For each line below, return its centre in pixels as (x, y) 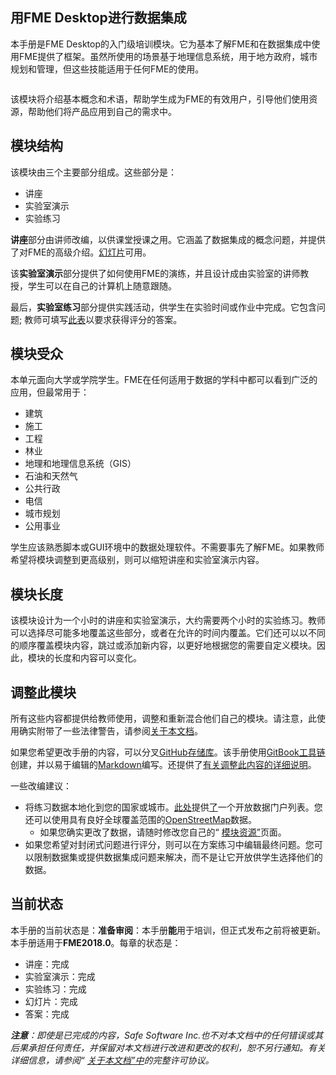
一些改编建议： (41, 786)
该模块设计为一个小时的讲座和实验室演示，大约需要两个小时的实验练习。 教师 (168, 620)
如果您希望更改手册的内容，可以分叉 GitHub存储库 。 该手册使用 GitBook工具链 (168, 752)
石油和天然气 (51, 476)
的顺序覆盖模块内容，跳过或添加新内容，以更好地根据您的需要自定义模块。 (163, 645)
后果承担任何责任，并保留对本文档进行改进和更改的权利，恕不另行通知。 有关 (168, 1047)
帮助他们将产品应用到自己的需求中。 (102, 111)
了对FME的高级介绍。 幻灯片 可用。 (81, 252)
